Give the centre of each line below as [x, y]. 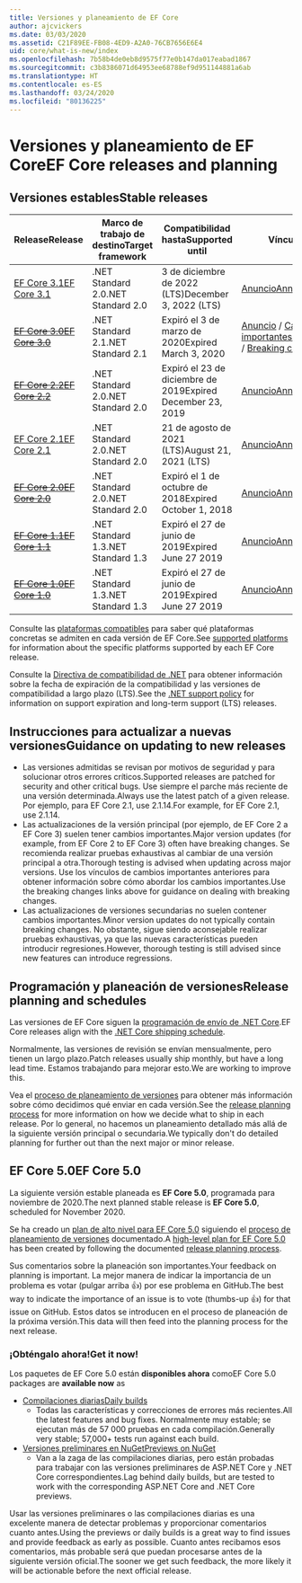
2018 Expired [189, 499]
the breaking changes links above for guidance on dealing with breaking [156, 891]
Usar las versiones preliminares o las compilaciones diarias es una [132, 1514]
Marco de [123, 223]
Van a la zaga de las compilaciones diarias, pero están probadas [155, 1458]
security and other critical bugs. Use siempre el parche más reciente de [155, 786]
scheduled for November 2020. [67, 1212]
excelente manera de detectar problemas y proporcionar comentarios [138, 1523]
